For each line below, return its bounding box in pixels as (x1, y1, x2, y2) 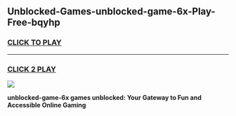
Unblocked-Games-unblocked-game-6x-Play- (7, 6, 216, 18)
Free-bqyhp (7, 17, 61, 29)
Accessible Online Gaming (7, 101, 86, 109)
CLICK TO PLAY (7, 38, 62, 48)
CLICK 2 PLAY (7, 64, 56, 74)
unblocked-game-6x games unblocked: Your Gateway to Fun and (7, 93, 202, 101)
